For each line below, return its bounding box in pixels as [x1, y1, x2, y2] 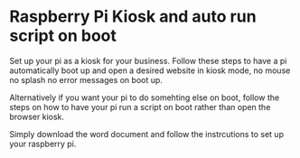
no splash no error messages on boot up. [9, 74, 163, 85]
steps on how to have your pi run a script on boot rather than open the [9, 101, 271, 112]
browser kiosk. [9, 111, 65, 122]
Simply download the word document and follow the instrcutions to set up [9, 128, 285, 139]
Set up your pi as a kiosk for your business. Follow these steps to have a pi [9, 55, 287, 66]
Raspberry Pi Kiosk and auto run [9, 6, 257, 27]
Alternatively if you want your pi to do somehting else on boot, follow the [9, 92, 280, 103]
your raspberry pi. [9, 138, 77, 149]
